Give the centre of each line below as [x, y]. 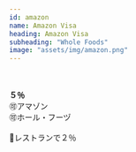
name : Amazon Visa [43, 26]
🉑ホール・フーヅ [40, 118]
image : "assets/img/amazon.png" [68, 50]
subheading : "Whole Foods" [59, 42]
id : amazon [29, 17]
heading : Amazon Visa [49, 34]
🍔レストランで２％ [43, 138]
